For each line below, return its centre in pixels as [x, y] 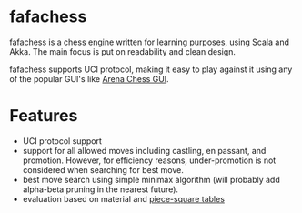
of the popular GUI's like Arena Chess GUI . [90, 78]
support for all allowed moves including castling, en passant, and [144, 150]
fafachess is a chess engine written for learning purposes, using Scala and [149, 42]
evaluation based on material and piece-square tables [124, 198]
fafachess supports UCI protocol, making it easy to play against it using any [151, 69]
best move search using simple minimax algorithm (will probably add [151, 179]
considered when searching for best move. [103, 169]
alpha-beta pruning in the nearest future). [101, 189]
